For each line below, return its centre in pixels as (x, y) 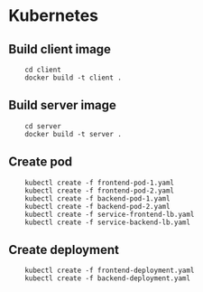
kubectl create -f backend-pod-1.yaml (97, 198)
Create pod (41, 162)
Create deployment (64, 250)
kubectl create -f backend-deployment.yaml (108, 278)
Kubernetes (54, 16)
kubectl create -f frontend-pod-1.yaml (100, 183)
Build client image (60, 49)
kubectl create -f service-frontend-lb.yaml (110, 214)
